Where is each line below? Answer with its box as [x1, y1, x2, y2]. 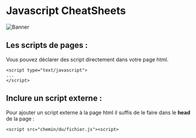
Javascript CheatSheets [6, 4, 126, 18]
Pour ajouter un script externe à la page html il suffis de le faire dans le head [6, 109, 191, 116]
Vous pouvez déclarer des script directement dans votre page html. [6, 56, 169, 63]
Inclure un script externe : [6, 94, 102, 103]
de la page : [6, 115, 35, 122]
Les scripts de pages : [6, 40, 88, 50]
